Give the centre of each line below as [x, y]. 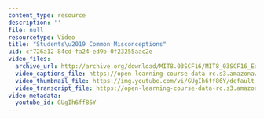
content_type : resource [47, 15]
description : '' [35, 23]
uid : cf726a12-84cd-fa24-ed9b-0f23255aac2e [81, 52]
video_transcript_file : [54, 88]
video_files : [29, 59]
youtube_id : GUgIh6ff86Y [56, 103]
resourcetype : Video [42, 37]
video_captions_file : [51, 74]
